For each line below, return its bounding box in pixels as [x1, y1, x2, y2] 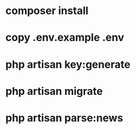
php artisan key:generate [5, 57, 131, 71]
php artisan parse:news [5, 111, 123, 124]
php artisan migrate [5, 84, 103, 98]
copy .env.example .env [5, 31, 124, 45]
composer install [5, 4, 89, 18]
